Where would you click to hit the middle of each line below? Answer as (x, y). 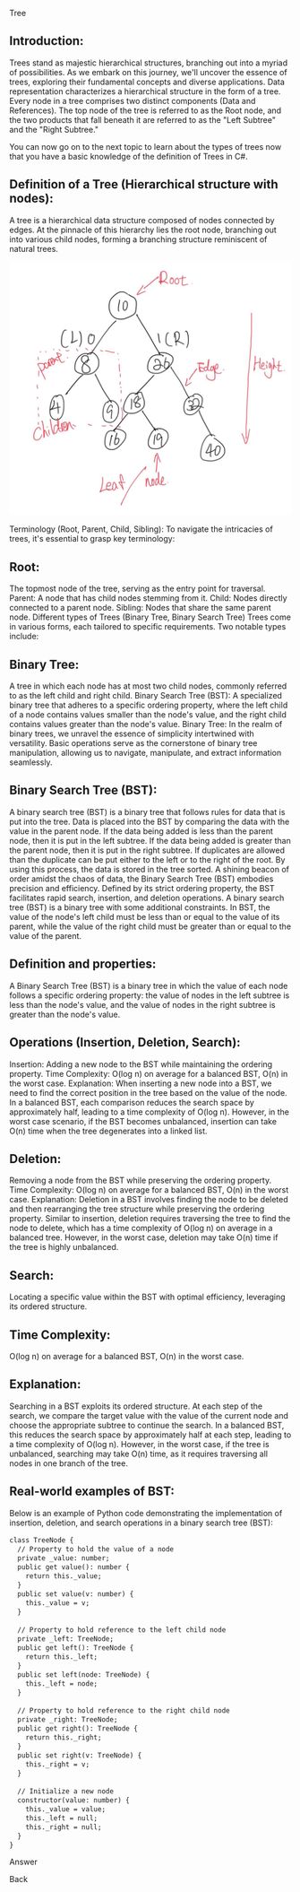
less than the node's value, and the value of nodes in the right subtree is (142, 1004)
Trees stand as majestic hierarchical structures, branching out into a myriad (149, 63)
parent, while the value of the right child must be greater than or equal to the (150, 926)
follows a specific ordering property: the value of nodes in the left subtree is (150, 995)
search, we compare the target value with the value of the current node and (149, 1415)
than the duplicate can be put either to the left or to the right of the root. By (147, 859)
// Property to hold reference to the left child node (122, 1630)
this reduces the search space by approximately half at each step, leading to (150, 1435)
